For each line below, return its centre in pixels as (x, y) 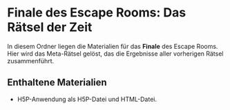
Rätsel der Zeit (50, 27)
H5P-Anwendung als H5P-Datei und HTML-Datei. (87, 99)
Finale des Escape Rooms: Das (97, 13)
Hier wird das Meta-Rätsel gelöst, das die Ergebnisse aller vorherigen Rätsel (115, 54)
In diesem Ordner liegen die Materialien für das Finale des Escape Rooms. (113, 46)
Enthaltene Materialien (57, 83)
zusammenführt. (31, 60)
